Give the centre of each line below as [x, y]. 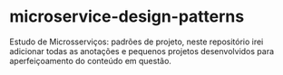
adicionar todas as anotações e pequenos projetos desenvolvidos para [142, 51]
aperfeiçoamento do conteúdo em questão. [91, 61]
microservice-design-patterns [127, 17]
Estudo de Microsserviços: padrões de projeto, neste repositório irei [137, 42]
